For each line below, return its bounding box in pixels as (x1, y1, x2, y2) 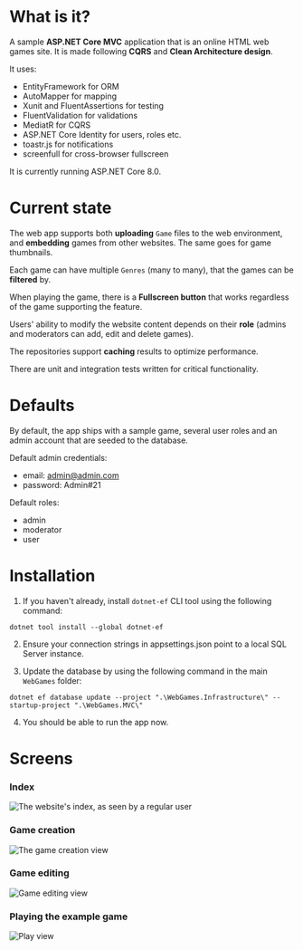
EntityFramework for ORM (22, 81, 119, 91)
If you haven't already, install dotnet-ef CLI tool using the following (22, 595, 272, 606)
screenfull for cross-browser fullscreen (22, 148, 169, 159)
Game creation (9, 824, 76, 837)
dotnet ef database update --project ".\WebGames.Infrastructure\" (9, 693, 270, 702)
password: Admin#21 (22, 479, 101, 490)
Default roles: (9, 496, 60, 508)
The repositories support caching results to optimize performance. (9, 346, 260, 357)
